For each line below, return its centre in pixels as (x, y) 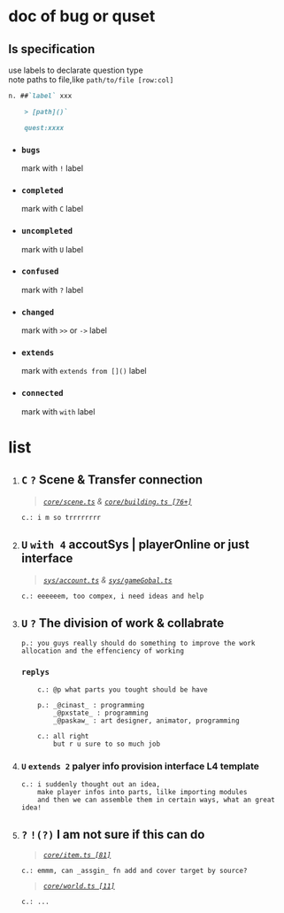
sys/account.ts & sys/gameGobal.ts (107, 580)
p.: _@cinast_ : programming (91, 705)
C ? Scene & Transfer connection (112, 480)
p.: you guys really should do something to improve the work (138, 644)
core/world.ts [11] (79, 886)
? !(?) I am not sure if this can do (113, 835)
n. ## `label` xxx (40, 96)
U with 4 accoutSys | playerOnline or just (135, 545)
